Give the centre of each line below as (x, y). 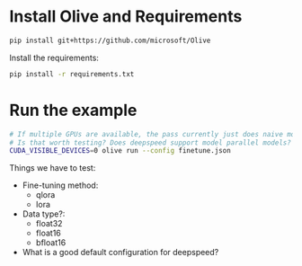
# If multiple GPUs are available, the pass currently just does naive (146, 134)
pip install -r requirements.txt (72, 74)
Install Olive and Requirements (126, 17)
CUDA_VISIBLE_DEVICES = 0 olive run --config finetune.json (120, 151)
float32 (49, 224)
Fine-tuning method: (60, 185)
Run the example (73, 110)
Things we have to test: (53, 168)
